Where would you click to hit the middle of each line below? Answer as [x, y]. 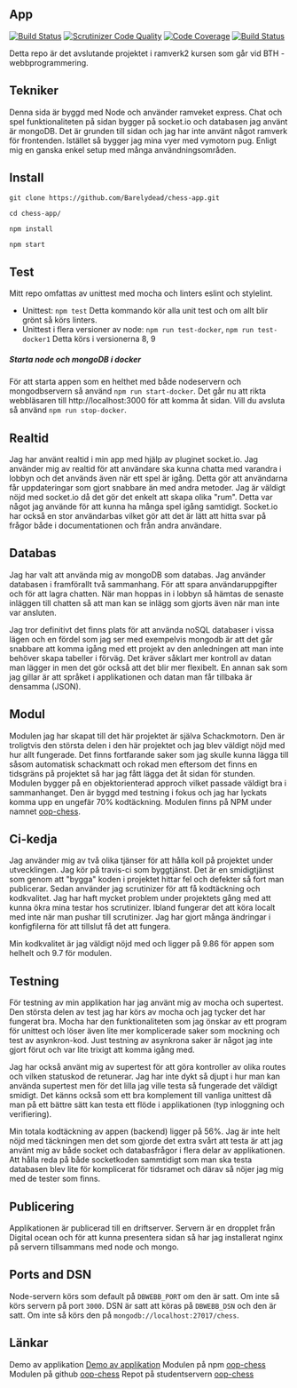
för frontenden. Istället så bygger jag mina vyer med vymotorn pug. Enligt [143, 140]
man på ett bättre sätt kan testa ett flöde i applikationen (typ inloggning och [147, 1105]
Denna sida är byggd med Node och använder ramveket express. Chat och [145, 112]
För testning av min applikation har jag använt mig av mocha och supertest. [146, 1002]
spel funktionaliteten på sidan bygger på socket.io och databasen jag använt [148, 121]
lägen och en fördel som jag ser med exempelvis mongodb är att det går [141, 639]
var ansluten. [33, 612]
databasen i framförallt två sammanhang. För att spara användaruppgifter [143, 584]
